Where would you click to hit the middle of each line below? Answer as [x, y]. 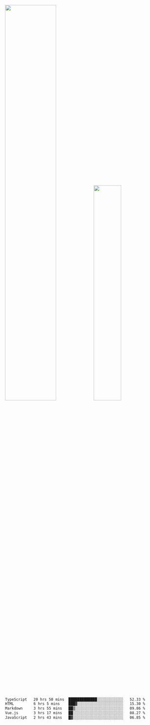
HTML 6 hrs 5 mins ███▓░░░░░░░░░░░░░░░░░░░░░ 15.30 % [75, 704]
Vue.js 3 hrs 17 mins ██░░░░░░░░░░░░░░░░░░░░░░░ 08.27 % [75, 713]
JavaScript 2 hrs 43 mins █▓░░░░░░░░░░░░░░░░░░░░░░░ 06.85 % [75, 718]
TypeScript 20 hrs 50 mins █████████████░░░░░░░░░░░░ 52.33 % [75, 699]
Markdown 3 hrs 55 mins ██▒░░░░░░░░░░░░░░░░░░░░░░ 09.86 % [75, 709]
